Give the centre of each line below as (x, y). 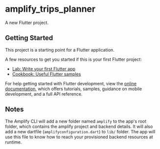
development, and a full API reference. (44, 94)
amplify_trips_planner (50, 9)
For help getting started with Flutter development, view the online (71, 83)
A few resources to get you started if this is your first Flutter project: (73, 59)
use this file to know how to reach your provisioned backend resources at (79, 137)
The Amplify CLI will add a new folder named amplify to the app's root (76, 121)
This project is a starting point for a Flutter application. (60, 50)
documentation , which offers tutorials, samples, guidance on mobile (73, 89)
